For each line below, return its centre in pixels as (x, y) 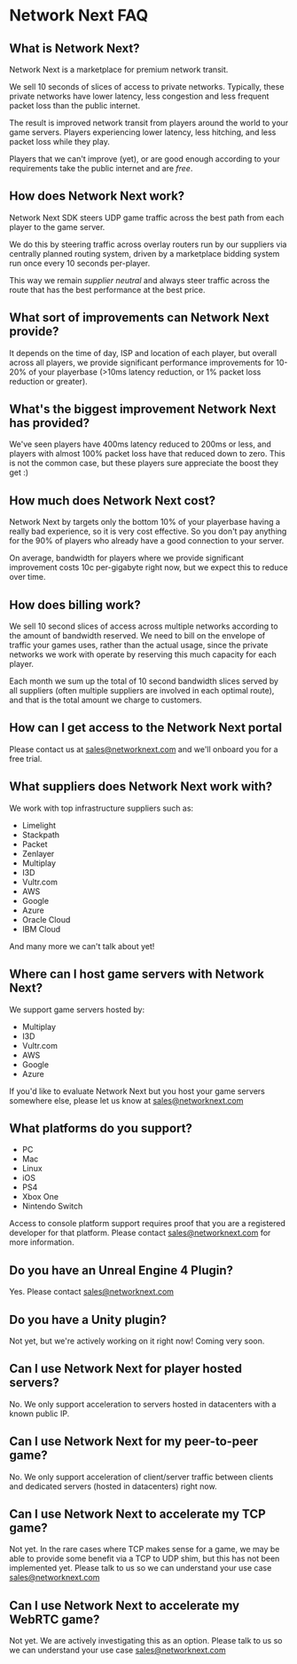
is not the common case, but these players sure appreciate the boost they (144, 464)
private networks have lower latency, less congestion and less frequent (139, 96)
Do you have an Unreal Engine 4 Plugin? (121, 1270)
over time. (27, 577)
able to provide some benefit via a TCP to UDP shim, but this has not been (145, 1558)
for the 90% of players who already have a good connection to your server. (147, 541)
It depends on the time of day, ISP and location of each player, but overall (143, 353)
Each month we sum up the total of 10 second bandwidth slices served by (144, 681)
